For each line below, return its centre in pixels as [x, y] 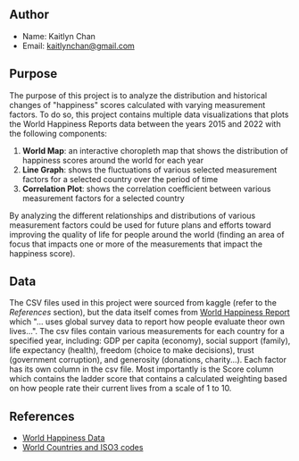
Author [29, 15]
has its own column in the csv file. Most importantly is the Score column [141, 369]
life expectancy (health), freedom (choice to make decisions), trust [132, 350]
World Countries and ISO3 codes [83, 448]
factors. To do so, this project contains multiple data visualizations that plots [149, 114]
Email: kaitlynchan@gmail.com [79, 46]
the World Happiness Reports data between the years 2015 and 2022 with [145, 123]
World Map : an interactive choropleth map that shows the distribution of [155, 150]
